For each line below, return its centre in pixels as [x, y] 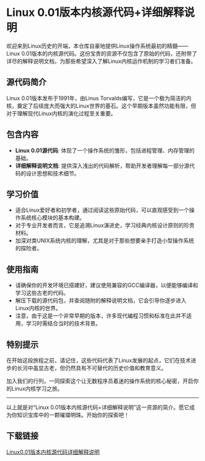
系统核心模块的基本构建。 [53, 218]
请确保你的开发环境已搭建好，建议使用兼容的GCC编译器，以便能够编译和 [106, 285]
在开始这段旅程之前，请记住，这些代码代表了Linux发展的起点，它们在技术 [99, 360]
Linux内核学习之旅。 [37, 389]
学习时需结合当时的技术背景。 [63, 324]
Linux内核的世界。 [38, 308]
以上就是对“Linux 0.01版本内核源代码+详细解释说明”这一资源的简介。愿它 [98, 407]
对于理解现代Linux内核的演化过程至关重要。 [61, 113]
